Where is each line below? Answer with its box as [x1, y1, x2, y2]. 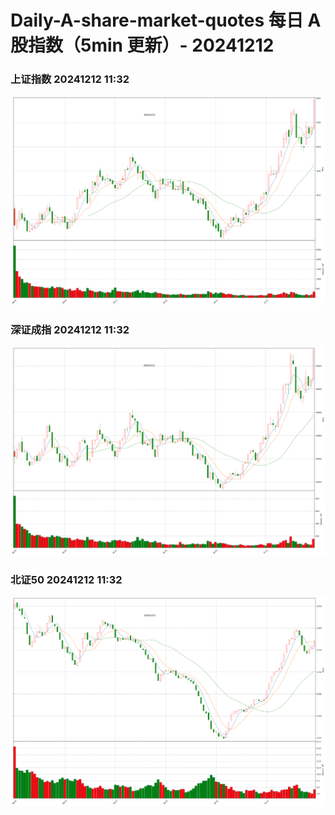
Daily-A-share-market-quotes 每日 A [10, 9, 322, 32]
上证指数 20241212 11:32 [10, 72, 130, 86]
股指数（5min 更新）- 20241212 [10, 34, 275, 57]
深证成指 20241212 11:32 [10, 322, 130, 336]
